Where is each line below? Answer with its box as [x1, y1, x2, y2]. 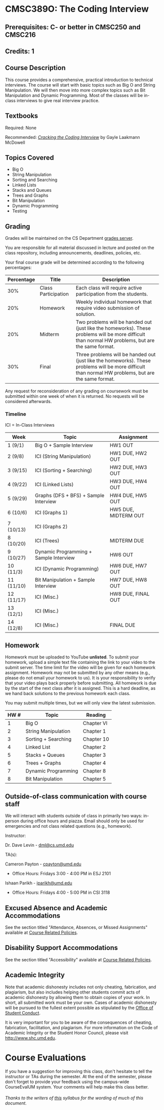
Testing [12, 208, 28, 214]
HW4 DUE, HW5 [109, 492, 147, 498]
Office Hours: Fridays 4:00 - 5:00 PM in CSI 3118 [12, 889, 110, 896]
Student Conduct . [5, 1010, 41, 1016]
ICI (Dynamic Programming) [35, 565, 99, 572]
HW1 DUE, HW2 [109, 450, 147, 456]
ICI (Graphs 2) [35, 523, 68, 530]
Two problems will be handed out [75, 319, 152, 326]
